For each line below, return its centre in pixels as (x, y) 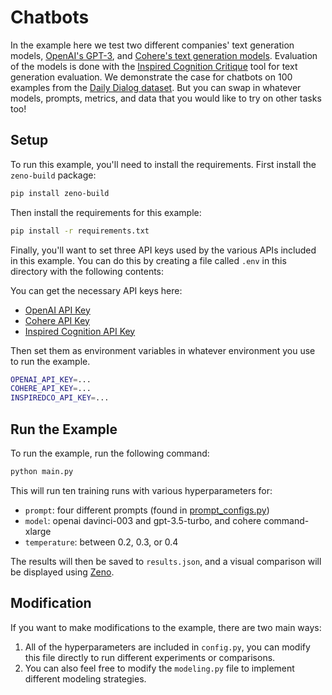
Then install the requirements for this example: (106, 212)
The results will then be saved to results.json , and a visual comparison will (166, 561)
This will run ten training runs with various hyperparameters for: (141, 490)
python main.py (42, 471)
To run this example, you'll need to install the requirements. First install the (163, 164)
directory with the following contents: (87, 271)
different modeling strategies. (85, 678)
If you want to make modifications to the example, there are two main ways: (166, 627)
